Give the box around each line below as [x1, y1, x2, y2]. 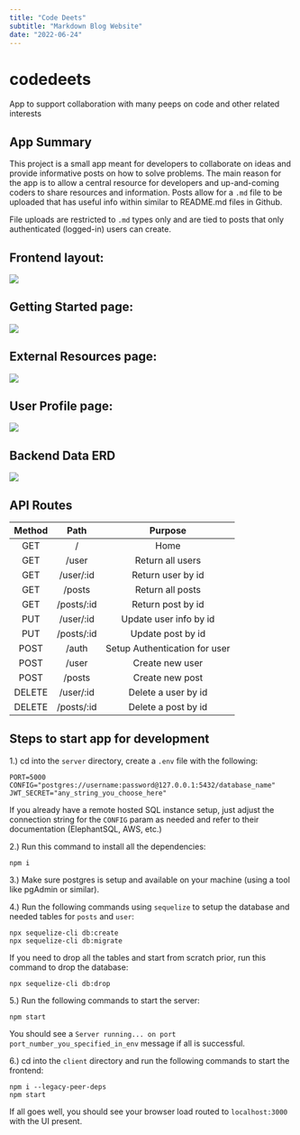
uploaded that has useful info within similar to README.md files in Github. [9, 197, 283, 208]
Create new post [132, 671, 204, 684]
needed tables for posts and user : [9, 910, 135, 921]
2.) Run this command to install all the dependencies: [9, 841, 206, 852]
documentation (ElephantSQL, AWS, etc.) [9, 823, 162, 835]
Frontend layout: [9, 250, 105, 265]
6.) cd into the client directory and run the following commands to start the [9, 1055, 290, 1066]
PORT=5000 [9, 772, 47, 781]
